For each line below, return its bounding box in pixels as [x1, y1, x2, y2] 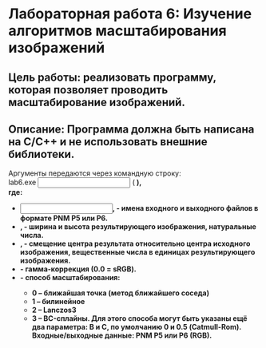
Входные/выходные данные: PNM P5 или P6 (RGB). [31, 330, 212, 340]
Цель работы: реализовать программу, [8, 70, 217, 84]
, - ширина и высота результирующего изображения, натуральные [19, 222, 257, 231]
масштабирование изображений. [8, 95, 185, 109]
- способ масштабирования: [19, 273, 121, 283]
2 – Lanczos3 [31, 305, 77, 315]
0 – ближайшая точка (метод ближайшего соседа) [31, 288, 210, 298]
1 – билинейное [31, 297, 85, 306]
